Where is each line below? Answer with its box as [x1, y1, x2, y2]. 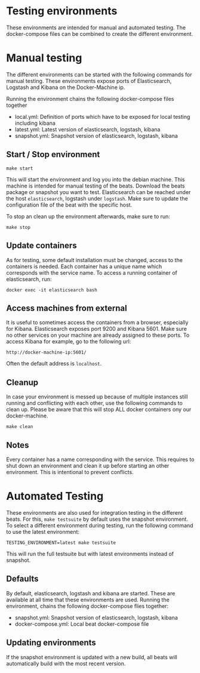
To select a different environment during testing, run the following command [6, 521, 193, 529]
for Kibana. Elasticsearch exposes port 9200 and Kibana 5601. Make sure [6, 325, 187, 333]
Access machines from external [6, 303, 127, 313]
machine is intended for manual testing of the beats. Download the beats [6, 182, 185, 189]
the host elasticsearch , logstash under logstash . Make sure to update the [6, 195, 188, 202]
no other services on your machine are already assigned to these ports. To [6, 331, 190, 339]
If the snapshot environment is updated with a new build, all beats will [6, 653, 177, 660]
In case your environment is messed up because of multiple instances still [6, 393, 188, 401]
